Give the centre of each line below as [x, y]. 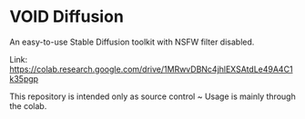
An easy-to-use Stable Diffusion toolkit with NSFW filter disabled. [132, 42]
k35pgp [24, 78]
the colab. [28, 105]
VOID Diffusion [67, 17]
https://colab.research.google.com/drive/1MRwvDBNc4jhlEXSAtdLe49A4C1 [151, 69]
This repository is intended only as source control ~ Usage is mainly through [152, 96]
